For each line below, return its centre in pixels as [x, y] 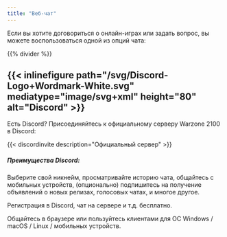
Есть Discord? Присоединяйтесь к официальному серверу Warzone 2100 [114, 124]
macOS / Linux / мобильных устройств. [64, 226]
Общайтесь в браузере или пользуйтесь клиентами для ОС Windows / [110, 219]
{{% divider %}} [30, 54]
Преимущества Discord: [44, 160]
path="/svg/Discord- [122, 75]
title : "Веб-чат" [32, 13]
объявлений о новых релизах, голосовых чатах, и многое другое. [104, 192]
